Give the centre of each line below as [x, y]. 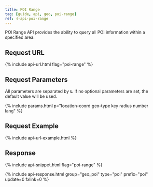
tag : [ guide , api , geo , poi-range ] [41, 14]
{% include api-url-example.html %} [41, 138]
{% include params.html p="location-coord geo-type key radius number [77, 106]
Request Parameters [36, 80]
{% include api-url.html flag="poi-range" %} [49, 64]
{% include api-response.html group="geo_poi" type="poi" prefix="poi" [76, 174]
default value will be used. [31, 96]
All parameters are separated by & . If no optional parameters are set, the [77, 91]
